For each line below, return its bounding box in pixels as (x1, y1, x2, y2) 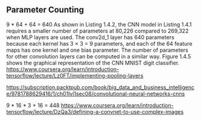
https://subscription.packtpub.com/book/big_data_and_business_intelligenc (6, 84, 195, 91)
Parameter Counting (6, 5, 85, 15)
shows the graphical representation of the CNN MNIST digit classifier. (6, 59, 180, 66)
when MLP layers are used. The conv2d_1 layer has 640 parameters (6, 33, 175, 41)
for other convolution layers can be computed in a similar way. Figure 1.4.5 (6, 52, 191, 60)
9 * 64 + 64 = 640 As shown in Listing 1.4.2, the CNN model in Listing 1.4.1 (6, 20, 192, 28)
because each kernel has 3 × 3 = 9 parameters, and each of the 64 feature (6, 40, 193, 47)
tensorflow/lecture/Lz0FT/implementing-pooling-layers (6, 72, 144, 79)
